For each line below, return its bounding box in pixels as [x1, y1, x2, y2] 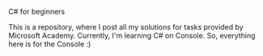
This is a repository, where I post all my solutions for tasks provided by [8, 22, 244, 31]
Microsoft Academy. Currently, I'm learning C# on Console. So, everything [8, 31, 257, 40]
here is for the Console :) [8, 39, 91, 49]
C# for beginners [8, 7, 66, 16]
